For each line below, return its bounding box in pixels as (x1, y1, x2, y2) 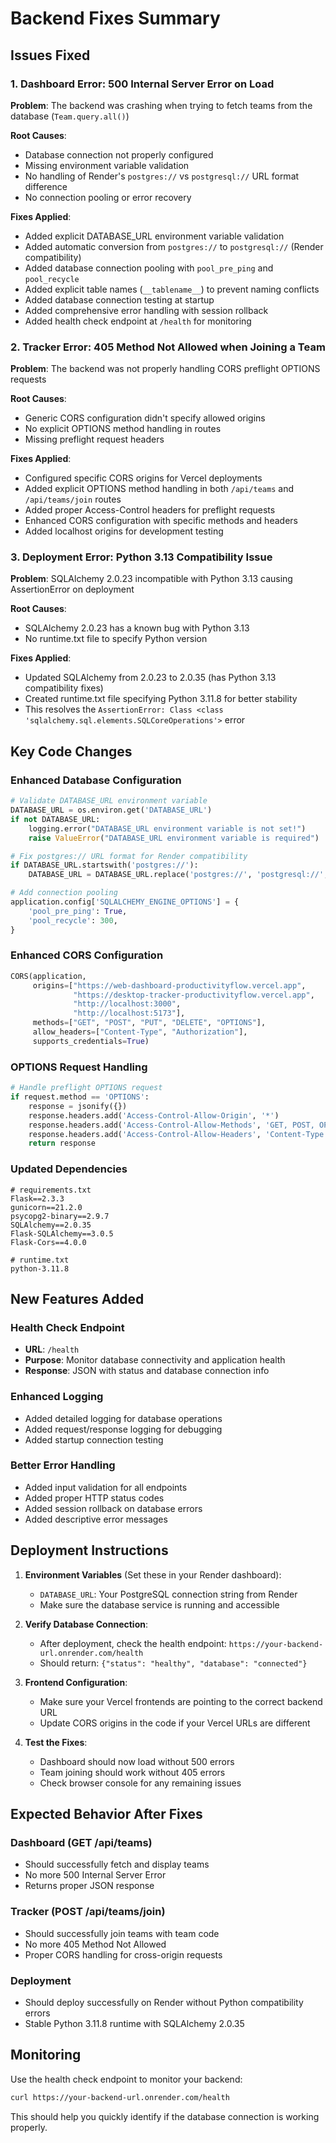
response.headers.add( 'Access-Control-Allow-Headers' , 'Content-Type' (28, 1129, 329, 1139)
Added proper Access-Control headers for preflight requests (24, 504, 276, 516)
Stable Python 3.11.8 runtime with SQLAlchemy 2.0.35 (24, 2017, 245, 2029)
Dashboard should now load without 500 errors (39, 1755, 235, 1767)
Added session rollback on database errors (24, 1502, 203, 1514)
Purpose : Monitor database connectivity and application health (24, 1354, 286, 1366)
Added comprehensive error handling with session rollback (24, 304, 269, 316)
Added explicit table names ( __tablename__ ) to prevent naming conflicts (24, 283, 320, 295)
